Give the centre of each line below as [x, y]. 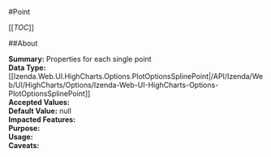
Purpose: [24, 128]
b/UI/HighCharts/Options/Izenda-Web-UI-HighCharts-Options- [114, 85]
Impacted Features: [42, 120]
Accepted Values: [39, 102]
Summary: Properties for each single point [80, 59]
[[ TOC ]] [21, 27]
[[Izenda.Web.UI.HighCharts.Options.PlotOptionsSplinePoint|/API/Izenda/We [136, 76]
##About [23, 43]
